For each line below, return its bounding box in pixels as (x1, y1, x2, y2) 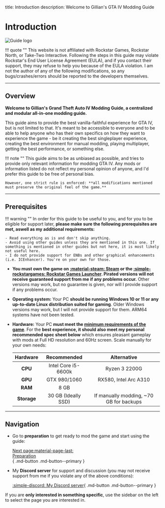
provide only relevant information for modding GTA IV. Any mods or (5, 160, 141, 166)
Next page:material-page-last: (12, 448, 74, 454)
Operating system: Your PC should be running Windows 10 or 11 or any (12, 296, 159, 302)
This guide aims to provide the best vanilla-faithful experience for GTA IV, (5, 120, 153, 126)
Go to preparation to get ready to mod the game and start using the (12, 433, 150, 439)
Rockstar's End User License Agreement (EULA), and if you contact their (5, 57, 152, 63)
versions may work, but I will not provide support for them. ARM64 (12, 306, 147, 312)
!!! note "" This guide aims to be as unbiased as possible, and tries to (5, 155, 144, 161)
